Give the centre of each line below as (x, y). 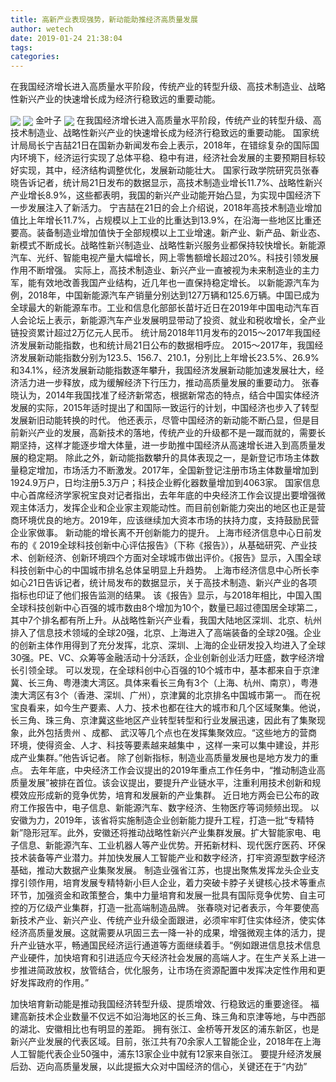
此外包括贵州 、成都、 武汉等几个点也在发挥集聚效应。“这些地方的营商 (172, 733)
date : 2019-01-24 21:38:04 (66, 38)
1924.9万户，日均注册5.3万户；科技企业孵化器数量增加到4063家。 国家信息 (165, 483)
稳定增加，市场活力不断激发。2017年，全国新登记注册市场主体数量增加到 (168, 470)
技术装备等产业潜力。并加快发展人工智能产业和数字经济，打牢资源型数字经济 (168, 858)
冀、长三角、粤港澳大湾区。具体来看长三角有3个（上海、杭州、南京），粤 (160, 683)
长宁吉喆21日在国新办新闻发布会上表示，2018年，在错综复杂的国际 (173, 145)
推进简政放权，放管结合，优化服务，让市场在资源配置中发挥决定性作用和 (167, 970)
